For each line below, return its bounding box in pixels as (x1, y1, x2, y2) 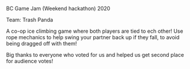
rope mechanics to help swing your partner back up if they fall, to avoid (6, 34, 180, 40)
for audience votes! (6, 58, 54, 64)
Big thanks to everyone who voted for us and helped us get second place (6, 51, 184, 58)
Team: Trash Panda (6, 16, 53, 23)
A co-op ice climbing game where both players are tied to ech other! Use (6, 27, 184, 34)
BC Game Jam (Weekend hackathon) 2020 (6, 5, 110, 12)
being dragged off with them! (6, 40, 77, 47)
